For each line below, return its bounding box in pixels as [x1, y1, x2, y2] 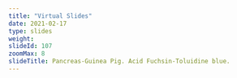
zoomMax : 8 [8, 50, 45, 58]
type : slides [8, 27, 53, 35]
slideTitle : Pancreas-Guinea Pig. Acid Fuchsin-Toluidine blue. [8, 58, 231, 66]
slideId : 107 [8, 42, 53, 50]
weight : [8, 34, 35, 43]
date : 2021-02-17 [8, 19, 67, 28]
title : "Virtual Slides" [8, 11, 93, 20]
